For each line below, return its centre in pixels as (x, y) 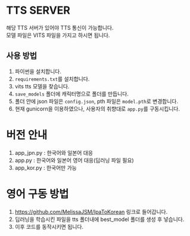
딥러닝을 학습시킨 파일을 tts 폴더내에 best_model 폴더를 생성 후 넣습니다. (99, 219)
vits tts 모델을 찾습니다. (42, 86)
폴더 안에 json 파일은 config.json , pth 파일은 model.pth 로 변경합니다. (96, 101)
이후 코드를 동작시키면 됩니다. (49, 226)
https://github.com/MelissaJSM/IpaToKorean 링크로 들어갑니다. (91, 212)
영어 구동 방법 (38, 194)
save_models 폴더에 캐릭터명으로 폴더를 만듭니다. (72, 94)
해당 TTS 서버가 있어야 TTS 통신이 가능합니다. (60, 27)
